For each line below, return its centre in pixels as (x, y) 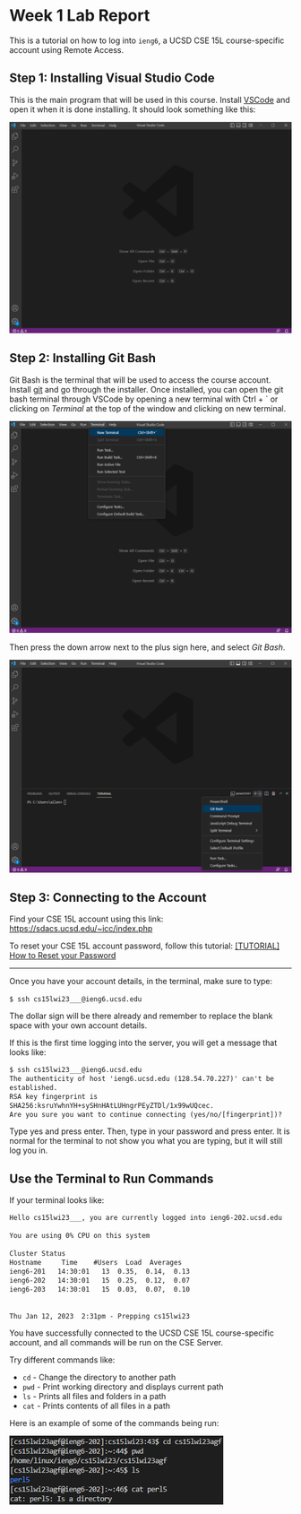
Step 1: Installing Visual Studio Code (112, 78)
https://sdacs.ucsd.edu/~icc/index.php (81, 929)
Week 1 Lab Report (80, 16)
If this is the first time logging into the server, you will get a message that (143, 1043)
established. (34, 1088)
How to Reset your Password (63, 956)
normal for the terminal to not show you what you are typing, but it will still (146, 1141)
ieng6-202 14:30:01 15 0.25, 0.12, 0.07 (100, 1281)
